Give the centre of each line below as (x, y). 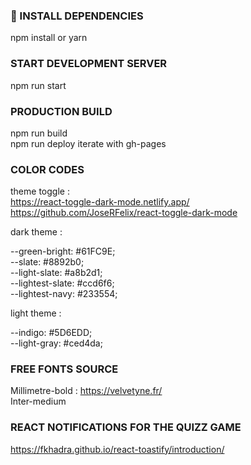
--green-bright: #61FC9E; (63, 251)
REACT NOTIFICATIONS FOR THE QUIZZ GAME (126, 427)
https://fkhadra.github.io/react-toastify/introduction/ (117, 449)
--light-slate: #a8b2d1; (56, 273)
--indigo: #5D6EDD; (51, 333)
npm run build (39, 133)
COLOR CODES (47, 169)
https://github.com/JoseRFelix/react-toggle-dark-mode (124, 213)
